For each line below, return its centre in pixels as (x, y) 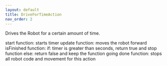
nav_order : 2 (19, 19)
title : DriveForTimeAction (33, 14)
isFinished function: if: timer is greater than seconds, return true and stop (81, 48)
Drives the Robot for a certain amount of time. (53, 33)
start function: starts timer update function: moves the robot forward (76, 43)
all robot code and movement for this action (51, 59)
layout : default (22, 10)
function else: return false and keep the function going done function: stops (83, 53)
